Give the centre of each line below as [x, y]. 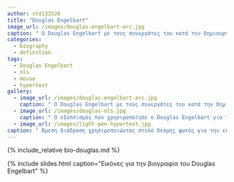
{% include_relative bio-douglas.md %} [64, 150]
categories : [24, 40]
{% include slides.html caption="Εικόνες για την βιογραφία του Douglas [111, 164]
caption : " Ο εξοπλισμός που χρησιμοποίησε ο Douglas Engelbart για [121, 117]
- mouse [25, 78]
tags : [15, 59]
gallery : [20, 91]
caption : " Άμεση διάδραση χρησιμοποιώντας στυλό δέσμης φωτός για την [113, 130]
